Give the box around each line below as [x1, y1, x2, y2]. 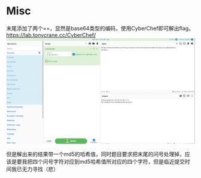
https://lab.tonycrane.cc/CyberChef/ [6, 31, 96, 38]
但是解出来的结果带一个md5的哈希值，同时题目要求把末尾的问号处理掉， [6, 151, 185, 158]
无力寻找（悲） [22, 165, 59, 173]
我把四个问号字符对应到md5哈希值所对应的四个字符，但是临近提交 [22, 158, 185, 165]
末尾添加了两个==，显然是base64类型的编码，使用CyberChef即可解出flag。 [6, 24, 194, 32]
